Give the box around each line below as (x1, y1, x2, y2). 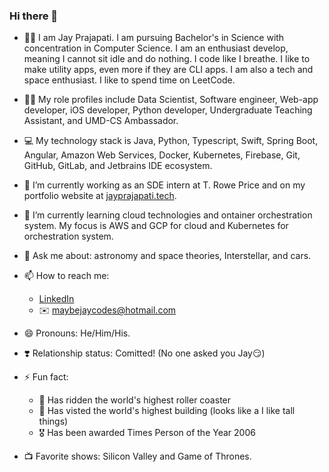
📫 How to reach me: (23, 270, 110, 282)
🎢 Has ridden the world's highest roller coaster (38, 394, 232, 406)
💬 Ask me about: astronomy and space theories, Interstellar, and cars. (23, 250, 312, 262)
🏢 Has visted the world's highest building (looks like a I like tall (38, 405, 296, 417)
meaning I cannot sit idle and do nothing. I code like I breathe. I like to (23, 53, 311, 65)
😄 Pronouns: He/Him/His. (23, 327, 131, 339)
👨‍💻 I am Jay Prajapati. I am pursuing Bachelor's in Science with (23, 32, 285, 44)
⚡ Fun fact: (23, 371, 69, 383)
